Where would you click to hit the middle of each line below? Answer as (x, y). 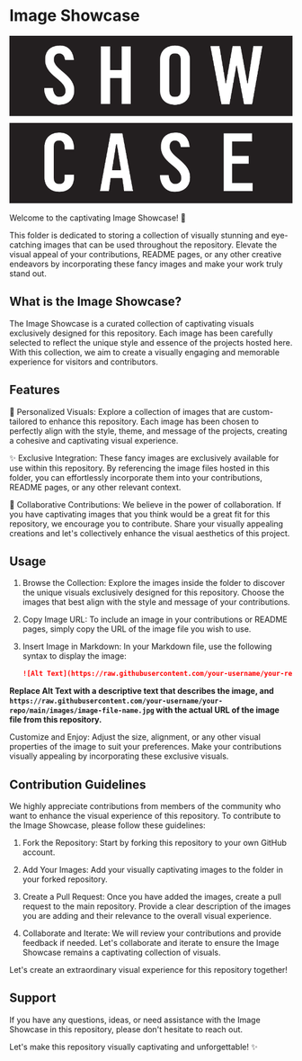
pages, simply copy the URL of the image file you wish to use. (137, 629)
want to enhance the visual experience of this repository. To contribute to (145, 816)
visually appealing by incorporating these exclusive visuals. (119, 756)
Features (35, 390)
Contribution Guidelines (78, 784)
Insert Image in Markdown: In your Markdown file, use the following (147, 647)
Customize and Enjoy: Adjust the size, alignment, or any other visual (135, 737)
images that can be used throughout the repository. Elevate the (160, 245)
